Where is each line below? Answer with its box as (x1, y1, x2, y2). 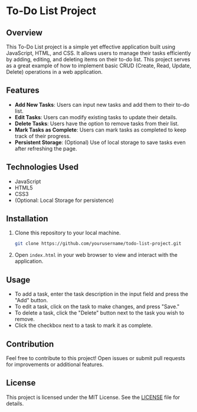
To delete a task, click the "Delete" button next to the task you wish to (14, 309, 185, 316)
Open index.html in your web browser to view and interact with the (14, 251, 178, 259)
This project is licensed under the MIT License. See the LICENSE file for (6, 394, 180, 401)
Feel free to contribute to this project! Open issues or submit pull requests (6, 354, 186, 361)
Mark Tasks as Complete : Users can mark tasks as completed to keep (14, 126, 187, 133)
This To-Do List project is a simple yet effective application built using (6, 43, 176, 50)
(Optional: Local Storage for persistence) (14, 197, 114, 204)
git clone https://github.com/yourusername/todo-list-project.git (14, 241, 182, 247)
